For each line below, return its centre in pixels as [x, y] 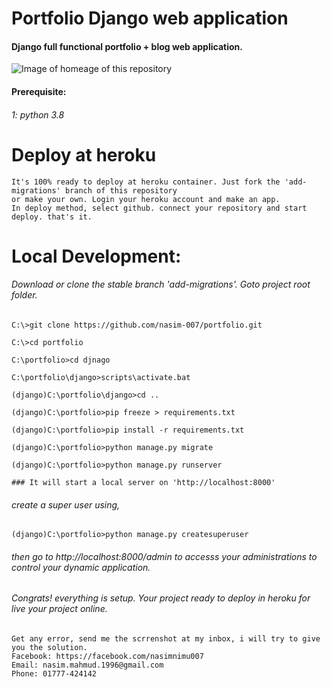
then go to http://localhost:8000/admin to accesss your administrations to [164, 556]
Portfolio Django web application [150, 18]
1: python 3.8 [38, 114]
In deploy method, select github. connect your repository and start [159, 208]
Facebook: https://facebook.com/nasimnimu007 [107, 656]
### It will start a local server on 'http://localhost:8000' [143, 482]
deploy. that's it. [52, 217]
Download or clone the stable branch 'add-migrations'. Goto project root [161, 284]
